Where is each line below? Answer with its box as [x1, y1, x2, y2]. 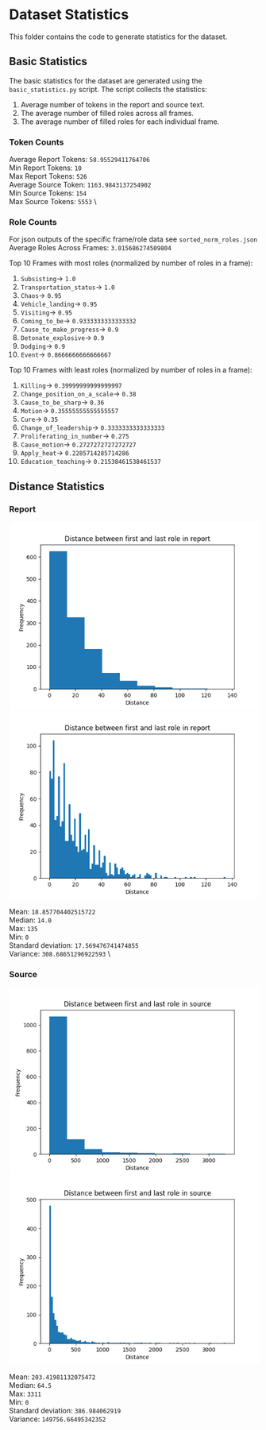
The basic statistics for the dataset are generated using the [9, 75, 202, 85]
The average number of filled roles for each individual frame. [20, 117, 220, 126]
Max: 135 [9, 924, 38, 933]
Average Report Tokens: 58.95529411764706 [9, 155, 150, 164]
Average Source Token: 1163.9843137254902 [9, 180, 152, 190]
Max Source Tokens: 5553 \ [9, 197, 98, 207]
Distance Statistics [9, 479, 105, 493]
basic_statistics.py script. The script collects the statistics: [9, 84, 207, 94]
